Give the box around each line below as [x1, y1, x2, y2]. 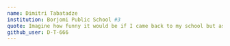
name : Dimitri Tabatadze [7, 9, 78, 17]
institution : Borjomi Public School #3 [7, 16, 121, 23]
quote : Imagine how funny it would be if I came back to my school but [7, 22, 216, 29]
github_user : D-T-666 [7, 28, 69, 36]
